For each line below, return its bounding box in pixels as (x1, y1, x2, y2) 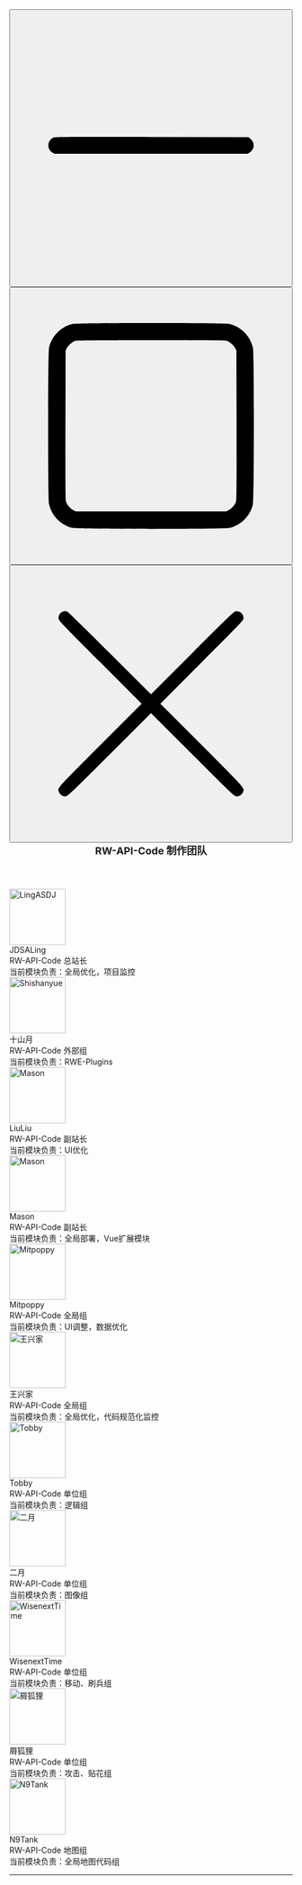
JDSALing (9, 945, 47, 955)
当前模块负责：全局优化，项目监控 (9, 966, 136, 977)
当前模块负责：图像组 (9, 1590, 88, 1600)
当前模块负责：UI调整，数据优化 (9, 1322, 129, 1332)
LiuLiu (9, 1123, 32, 1133)
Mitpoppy (9, 1299, 45, 1310)
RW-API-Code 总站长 (9, 956, 88, 965)
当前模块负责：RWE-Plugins (9, 1056, 113, 1067)
